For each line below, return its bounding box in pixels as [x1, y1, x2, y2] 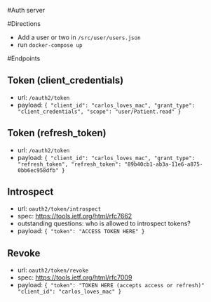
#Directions [7, 20, 41, 27]
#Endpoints [7, 54, 41, 63]
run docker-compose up [17, 41, 83, 48]
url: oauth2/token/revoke [17, 266, 89, 275]
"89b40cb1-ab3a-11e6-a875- [124, 161, 203, 168]
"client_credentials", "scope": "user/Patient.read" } [17, 108, 182, 115]
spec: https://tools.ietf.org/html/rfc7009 [17, 273, 132, 282]
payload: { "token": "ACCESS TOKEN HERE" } [17, 227, 145, 235]
